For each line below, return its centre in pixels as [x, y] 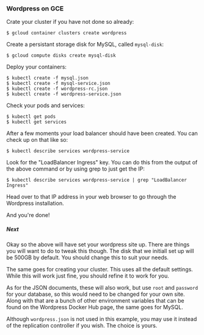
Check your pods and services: [46, 106]
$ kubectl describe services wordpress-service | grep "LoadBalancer [97, 180]
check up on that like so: [37, 140]
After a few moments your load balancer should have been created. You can [102, 133]
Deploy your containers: [37, 67]
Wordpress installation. [35, 204]
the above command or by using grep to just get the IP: [75, 169]
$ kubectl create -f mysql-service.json [59, 84]
